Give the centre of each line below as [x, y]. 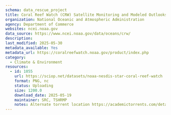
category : [16, 57]
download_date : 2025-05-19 [43, 95]
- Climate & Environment [36, 62]
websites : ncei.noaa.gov [32, 29]
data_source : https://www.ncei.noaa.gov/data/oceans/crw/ [68, 34]
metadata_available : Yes [32, 48]
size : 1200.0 [28, 90]
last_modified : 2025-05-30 [34, 43]
